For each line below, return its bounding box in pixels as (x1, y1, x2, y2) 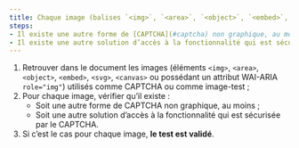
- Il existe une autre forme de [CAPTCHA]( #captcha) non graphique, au (9, 29, 280, 38)
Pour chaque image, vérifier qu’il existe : (21, 91, 171, 102)
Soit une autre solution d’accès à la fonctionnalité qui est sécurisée (35, 110, 281, 120)
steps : (9, 21, 34, 30)
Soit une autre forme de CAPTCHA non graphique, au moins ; (35, 100, 261, 111)
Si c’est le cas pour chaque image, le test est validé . (21, 128, 215, 139)
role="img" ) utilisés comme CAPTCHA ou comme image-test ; (21, 81, 250, 92)
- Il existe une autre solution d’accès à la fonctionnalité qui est (9, 37, 273, 47)
